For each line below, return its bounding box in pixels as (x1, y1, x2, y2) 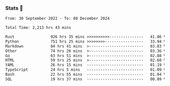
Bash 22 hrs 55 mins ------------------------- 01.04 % (5, 72, 166, 77)
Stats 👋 (5, 5, 23, 12)
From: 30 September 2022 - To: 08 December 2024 (5, 16, 110, 21)
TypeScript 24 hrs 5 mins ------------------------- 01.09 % (5, 67, 166, 72)
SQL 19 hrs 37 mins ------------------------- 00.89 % (5, 76, 166, 81)
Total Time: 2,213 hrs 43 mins (5, 25, 71, 30)
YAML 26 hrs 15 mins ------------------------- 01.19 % (5, 63, 166, 68)
